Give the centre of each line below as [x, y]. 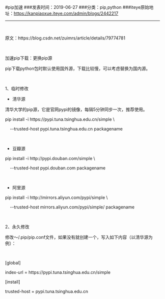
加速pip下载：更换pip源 [29, 58]
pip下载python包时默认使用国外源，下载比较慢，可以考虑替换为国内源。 [78, 68]
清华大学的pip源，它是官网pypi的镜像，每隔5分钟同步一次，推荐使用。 [76, 109]
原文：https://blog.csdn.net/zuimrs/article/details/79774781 [65, 38]
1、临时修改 [17, 88]
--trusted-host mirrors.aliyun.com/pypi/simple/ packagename [72, 207]
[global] [13, 263]
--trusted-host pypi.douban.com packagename [57, 168]
